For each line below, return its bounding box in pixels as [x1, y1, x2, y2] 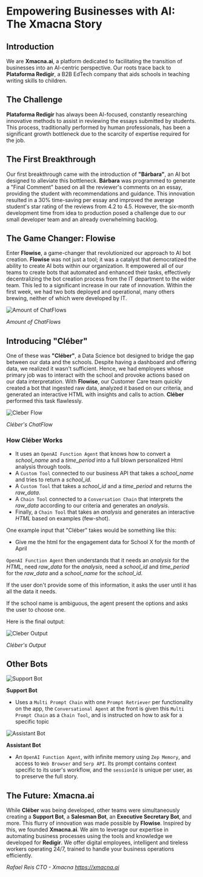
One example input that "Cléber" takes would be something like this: [6, 526, 177, 534]
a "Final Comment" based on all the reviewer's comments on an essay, [6, 183, 183, 190]
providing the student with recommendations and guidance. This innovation [6, 190, 195, 197]
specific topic [15, 718, 50, 725]
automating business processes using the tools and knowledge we [6, 833, 173, 840]
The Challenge [6, 94, 63, 105]
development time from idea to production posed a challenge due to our [6, 209, 186, 217]
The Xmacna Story [6, 17, 102, 31]
